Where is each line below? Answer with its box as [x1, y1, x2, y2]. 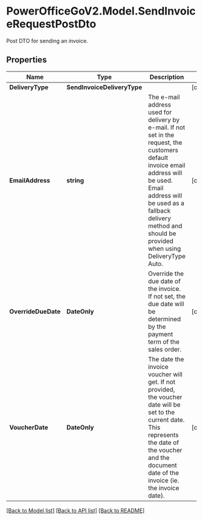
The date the [147, 355, 184, 363]
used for [147, 108, 172, 116]
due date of [147, 277, 181, 285]
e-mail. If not [147, 123, 185, 132]
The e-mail [147, 93, 180, 101]
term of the [147, 338, 180, 346]
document [147, 461, 177, 469]
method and [147, 221, 182, 230]
